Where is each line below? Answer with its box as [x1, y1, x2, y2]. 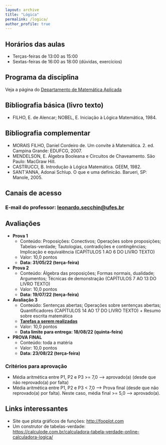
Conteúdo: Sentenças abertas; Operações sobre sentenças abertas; [20, 302, 161, 308]
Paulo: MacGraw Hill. [12, 158, 56, 164]
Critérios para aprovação [5, 363, 68, 370]
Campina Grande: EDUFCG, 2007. [12, 148, 82, 154]
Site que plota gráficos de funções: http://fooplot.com [12, 418, 124, 424]
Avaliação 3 [12, 297, 38, 303]
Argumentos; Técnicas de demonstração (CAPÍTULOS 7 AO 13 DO [20, 275, 156, 281]
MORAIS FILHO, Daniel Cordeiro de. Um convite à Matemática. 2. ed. [12, 142, 154, 148]
